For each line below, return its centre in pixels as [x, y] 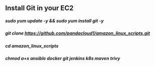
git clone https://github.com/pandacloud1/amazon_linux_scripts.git [77, 33]
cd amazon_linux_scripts [32, 46]
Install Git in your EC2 [39, 8]
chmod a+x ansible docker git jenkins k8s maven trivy [63, 59]
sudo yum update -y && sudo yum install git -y [54, 21]
